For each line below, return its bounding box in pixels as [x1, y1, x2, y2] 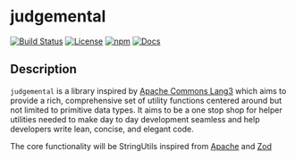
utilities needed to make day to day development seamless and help [10, 114, 260, 124]
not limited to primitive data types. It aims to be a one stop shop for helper [10, 105, 282, 115]
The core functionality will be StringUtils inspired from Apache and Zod [10, 140, 272, 151]
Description [10, 62, 77, 77]
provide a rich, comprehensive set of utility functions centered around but [10, 95, 282, 105]
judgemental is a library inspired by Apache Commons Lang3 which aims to [10, 85, 287, 96]
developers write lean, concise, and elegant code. [10, 123, 195, 134]
